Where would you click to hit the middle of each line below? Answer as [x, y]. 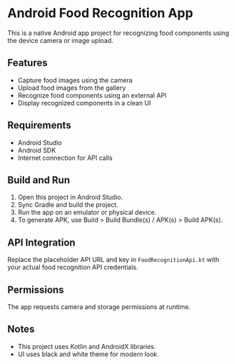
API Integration [42, 242]
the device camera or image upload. [61, 40]
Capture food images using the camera [75, 80]
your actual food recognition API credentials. [73, 267]
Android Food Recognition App [101, 13]
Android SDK [37, 150]
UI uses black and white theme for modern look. [88, 354]
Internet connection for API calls [65, 158]
